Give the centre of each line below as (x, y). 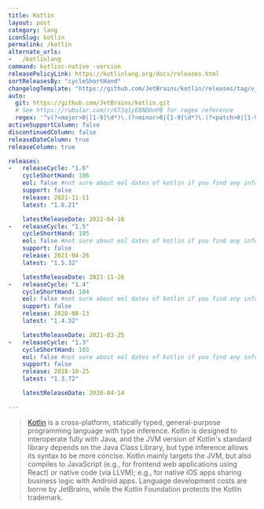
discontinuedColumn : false (52, 132)
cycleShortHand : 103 (56, 350)
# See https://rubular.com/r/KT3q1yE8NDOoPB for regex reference (125, 111)
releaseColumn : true (42, 147)
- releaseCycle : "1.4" (49, 284)
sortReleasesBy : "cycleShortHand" (65, 81)
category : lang (33, 30)
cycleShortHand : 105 (56, 234)
